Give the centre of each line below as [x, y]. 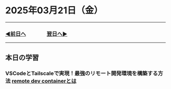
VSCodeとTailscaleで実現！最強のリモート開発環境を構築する [82, 73]
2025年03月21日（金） [54, 10]
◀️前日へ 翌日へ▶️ [36, 34]
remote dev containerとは [44, 81]
